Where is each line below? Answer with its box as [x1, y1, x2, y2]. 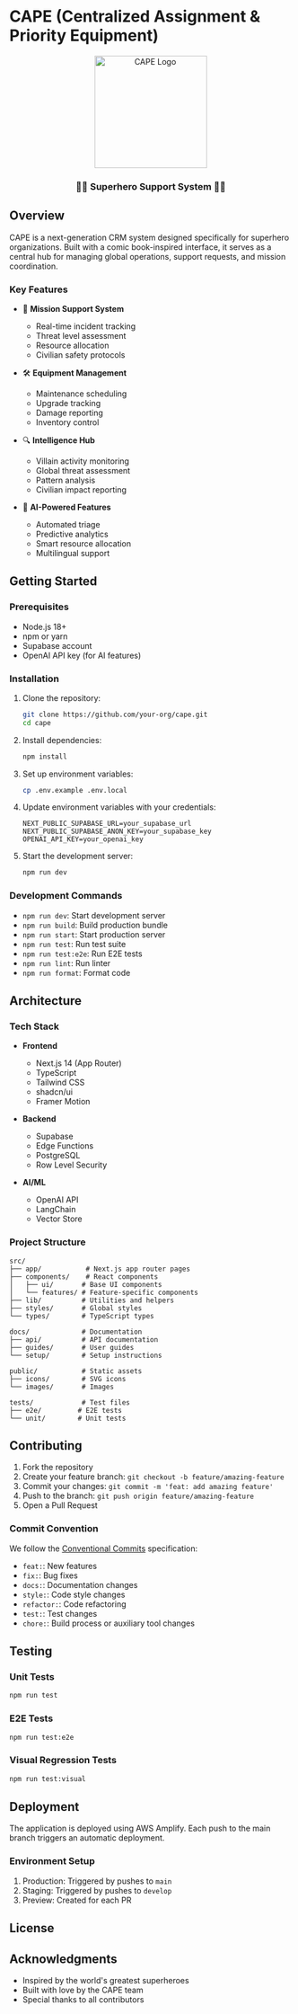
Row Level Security [35, 1159, 108, 1170]
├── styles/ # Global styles [9, 1303, 143, 1313]
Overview [9, 208, 66, 224]
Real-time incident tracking [35, 321, 136, 332]
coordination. [9, 261, 58, 271]
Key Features [9, 283, 69, 296]
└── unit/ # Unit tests [9, 1414, 127, 1423]
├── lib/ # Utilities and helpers [9, 1296, 175, 1305]
